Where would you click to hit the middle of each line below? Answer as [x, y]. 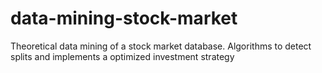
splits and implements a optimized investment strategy [122, 56]
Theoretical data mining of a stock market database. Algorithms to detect [161, 46]
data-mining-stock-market [124, 18]
